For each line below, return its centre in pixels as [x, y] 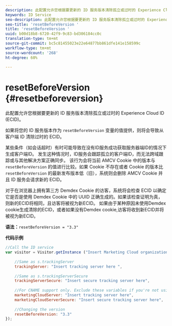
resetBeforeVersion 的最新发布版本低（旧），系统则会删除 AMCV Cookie [81, 173]
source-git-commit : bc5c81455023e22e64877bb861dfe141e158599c [73, 44]
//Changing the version [40, 309]
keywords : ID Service [28, 15]
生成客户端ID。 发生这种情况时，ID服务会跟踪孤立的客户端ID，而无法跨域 [82, 154]
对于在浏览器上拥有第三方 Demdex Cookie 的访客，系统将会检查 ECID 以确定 [86, 190]
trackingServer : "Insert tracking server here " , [69, 267]
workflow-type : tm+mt [28, 48]
